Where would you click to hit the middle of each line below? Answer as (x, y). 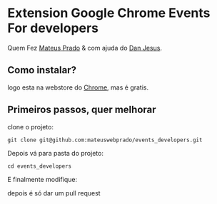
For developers (53, 28)
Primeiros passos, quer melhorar (82, 110)
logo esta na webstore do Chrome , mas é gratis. (78, 87)
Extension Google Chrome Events (109, 13)
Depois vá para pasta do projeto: (55, 153)
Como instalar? (42, 70)
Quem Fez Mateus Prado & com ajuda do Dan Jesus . (85, 48)
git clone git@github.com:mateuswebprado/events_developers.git (105, 140)
